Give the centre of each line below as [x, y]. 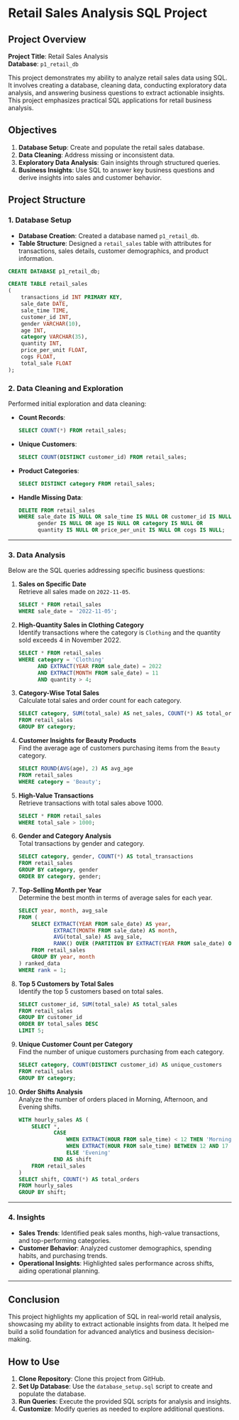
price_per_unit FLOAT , [54, 350]
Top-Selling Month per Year [60, 890]
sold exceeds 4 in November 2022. [70, 640]
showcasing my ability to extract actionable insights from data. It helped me [118, 1324]
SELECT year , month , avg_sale [63, 910]
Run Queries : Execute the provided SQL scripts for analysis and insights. [124, 1402]
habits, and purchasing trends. [63, 1255]
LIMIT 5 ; [31, 1031]
